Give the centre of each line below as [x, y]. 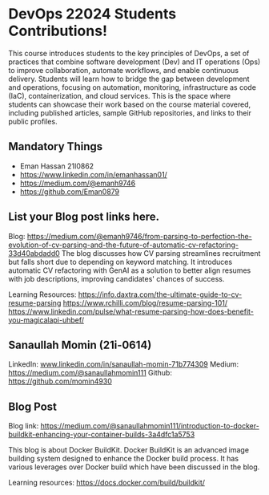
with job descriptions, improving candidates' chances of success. [116, 278]
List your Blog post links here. [84, 217]
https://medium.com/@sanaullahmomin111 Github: [90, 373]
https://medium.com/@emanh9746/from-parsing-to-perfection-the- [139, 236]
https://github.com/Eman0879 [70, 191]
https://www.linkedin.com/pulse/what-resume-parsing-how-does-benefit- [131, 311]
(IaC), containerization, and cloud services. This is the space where [119, 95]
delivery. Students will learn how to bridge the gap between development [129, 79]
